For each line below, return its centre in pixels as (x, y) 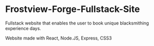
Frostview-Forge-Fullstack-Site (73, 9)
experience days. (23, 28)
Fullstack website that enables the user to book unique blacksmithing (77, 23)
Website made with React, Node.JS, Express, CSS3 (59, 38)
